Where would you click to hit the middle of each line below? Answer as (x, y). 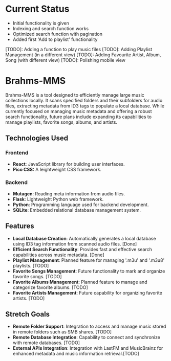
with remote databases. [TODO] (46, 343)
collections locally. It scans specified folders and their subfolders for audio (84, 100)
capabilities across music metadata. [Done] (58, 255)
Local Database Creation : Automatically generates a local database (84, 238)
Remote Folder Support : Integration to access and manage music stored (89, 326)
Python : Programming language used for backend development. (81, 205)
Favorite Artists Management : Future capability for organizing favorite (87, 292)
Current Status (37, 9)
